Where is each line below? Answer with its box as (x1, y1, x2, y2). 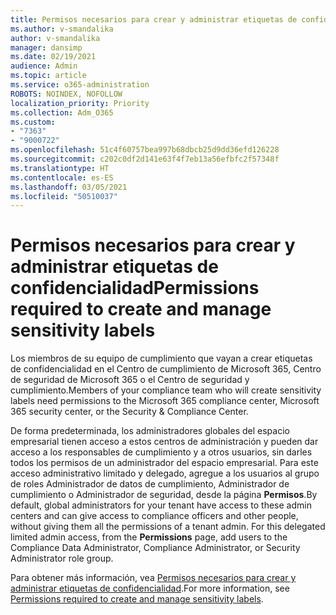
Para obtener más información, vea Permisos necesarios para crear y (10, 572, 297, 584)
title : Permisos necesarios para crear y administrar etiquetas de (10, 14, 298, 25)
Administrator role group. (10, 552, 114, 565)
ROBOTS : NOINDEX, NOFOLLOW (10, 89, 123, 99)
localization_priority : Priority (10, 98, 150, 108)
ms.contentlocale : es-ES (10, 172, 114, 183)
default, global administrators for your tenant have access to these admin (10, 499, 312, 511)
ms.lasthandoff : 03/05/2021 (10, 182, 128, 192)
